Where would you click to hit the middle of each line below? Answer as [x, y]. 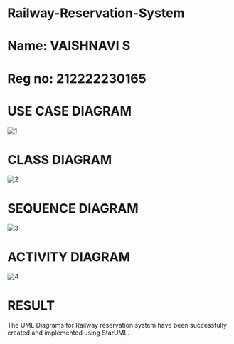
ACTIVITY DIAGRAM [69, 257]
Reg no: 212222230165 [77, 78]
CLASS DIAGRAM [60, 160]
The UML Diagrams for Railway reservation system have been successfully [117, 325]
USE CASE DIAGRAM [70, 111]
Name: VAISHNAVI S [69, 46]
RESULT [31, 305]
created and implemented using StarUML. [69, 333]
